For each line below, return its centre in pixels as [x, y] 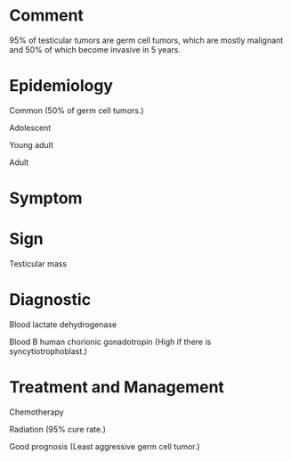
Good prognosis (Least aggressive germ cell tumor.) [105, 446]
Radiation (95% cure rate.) [58, 429]
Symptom [46, 198]
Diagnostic [50, 300]
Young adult [31, 144]
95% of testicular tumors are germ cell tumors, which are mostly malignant [146, 40]
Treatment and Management [117, 387]
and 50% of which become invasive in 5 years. [95, 49]
